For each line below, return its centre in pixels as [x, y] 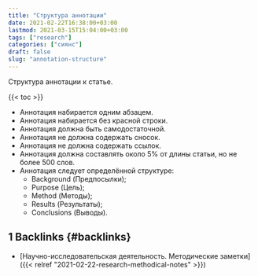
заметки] [235, 256]
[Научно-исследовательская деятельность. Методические [119, 256]
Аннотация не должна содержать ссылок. [90, 145]
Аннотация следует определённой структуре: [97, 171]
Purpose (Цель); [58, 187]
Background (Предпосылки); [79, 178]
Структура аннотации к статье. [61, 81]
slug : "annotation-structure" [58, 60]
